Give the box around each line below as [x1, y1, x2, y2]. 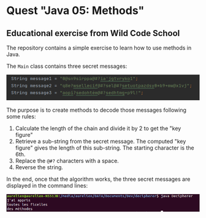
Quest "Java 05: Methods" [6, 4, 145, 18]
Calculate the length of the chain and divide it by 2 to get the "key [15, 125, 181, 132]
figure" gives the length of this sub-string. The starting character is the [15, 144, 194, 151]
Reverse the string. [15, 163, 63, 171]
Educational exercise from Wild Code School [6, 28, 180, 38]
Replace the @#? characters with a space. [15, 157, 120, 164]
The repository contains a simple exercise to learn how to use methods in [6, 44, 192, 51]
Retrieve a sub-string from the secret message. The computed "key [15, 137, 186, 145]
